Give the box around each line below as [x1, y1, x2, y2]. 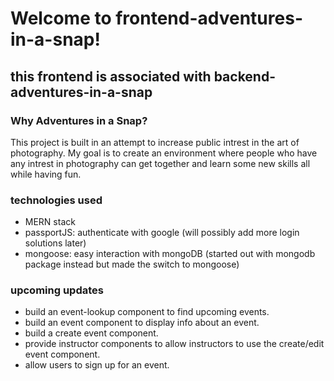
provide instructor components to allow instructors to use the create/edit [24, 338, 325, 350]
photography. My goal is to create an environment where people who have [10, 147, 318, 159]
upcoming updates [10, 283, 104, 297]
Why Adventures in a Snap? [10, 113, 148, 127]
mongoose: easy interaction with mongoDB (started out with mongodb [24, 248, 316, 260]
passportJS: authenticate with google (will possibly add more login [24, 227, 300, 239]
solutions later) [24, 237, 87, 249]
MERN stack [24, 216, 76, 228]
